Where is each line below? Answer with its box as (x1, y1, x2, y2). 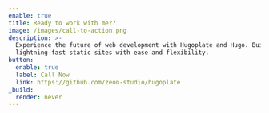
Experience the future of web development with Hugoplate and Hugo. (15, 41, 249, 49)
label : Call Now (15, 71, 70, 79)
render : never (15, 93, 62, 101)
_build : (8, 85, 34, 94)
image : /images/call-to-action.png (8, 26, 127, 34)
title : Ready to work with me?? (8, 19, 116, 27)
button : (8, 56, 34, 64)
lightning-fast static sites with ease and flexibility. (15, 49, 210, 56)
